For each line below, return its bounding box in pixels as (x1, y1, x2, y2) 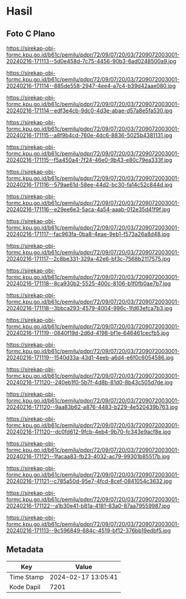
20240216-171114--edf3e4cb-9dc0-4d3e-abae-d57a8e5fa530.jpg (6, 107, 173, 114)
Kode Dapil (9, 583, 41, 591)
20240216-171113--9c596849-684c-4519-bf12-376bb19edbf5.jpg (6, 527, 171, 534)
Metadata (6, 544, 44, 555)
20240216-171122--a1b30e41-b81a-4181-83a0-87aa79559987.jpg (6, 502, 170, 509)
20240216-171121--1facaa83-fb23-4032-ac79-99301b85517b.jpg (6, 453, 170, 460)
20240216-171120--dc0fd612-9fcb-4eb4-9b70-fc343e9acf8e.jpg (6, 428, 171, 435)
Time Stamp (9, 573, 44, 581)
